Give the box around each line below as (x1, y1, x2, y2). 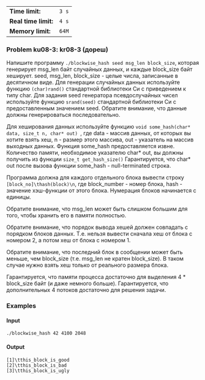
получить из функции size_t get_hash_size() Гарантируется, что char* (6, 155, 191, 163)
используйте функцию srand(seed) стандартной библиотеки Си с (6, 98, 176, 106)
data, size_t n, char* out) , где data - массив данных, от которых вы (6, 130, 192, 137)
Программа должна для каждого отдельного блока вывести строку (6, 174, 185, 181)
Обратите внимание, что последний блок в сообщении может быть (6, 248, 183, 256)
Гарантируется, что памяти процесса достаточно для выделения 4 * (6, 274, 186, 281)
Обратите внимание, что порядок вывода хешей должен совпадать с (6, 223, 188, 231)
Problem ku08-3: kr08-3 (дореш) (6, 45, 108, 54)
